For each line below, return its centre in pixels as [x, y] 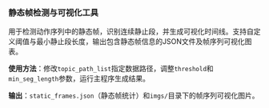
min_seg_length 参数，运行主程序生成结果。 [79, 78]
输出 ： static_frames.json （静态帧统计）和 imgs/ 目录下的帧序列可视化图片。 [134, 96]
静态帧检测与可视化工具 [53, 12]
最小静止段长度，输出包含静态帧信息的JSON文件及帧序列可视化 [141, 42]
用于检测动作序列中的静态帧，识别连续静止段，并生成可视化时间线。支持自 [131, 32]
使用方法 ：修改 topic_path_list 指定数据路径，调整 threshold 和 [111, 69]
